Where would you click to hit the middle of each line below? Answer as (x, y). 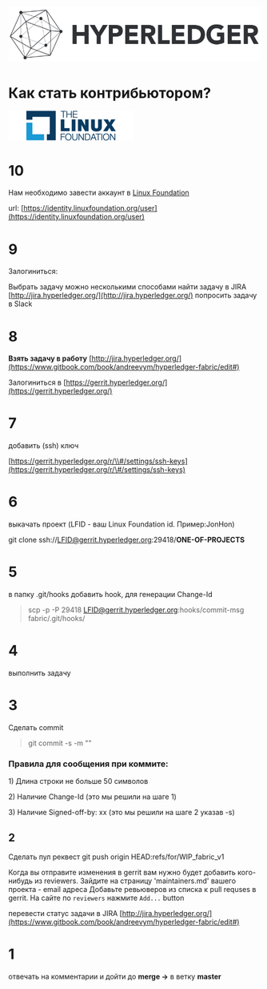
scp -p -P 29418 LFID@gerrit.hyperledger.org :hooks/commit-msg (136, 610)
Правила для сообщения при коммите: (88, 764)
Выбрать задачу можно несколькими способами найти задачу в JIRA (128, 287)
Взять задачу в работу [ (50, 358)
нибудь (21, 881)
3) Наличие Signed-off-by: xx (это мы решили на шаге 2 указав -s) (122, 813)
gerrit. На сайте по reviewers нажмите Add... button (96, 898)
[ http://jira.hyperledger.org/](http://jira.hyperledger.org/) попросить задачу (133, 296)
